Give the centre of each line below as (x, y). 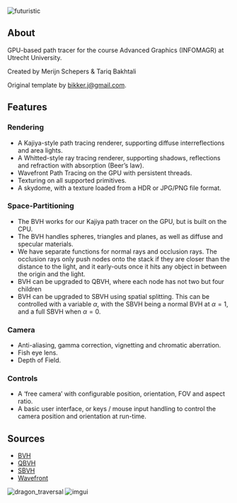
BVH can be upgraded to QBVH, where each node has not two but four (121, 281)
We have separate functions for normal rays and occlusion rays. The (117, 251)
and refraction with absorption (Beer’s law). (81, 165)
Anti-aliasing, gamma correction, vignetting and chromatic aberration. (119, 345)
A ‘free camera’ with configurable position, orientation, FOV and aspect (121, 394)
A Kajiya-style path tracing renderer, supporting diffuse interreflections (121, 143)
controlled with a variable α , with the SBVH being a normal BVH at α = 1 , (123, 304)
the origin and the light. (51, 274)
